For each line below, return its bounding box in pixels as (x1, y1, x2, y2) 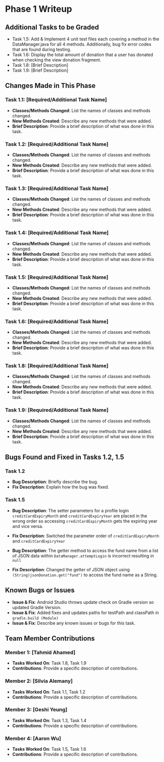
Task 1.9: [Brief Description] (12, 67, 69, 73)
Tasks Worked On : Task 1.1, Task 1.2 (12, 689, 86, 695)
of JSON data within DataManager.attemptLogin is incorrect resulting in (12, 553, 154, 558)
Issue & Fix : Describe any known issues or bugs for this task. (12, 620, 136, 626)
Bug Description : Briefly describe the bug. (12, 479, 98, 485)
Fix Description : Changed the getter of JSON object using (12, 566, 130, 572)
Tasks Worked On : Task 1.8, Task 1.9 (12, 660, 87, 666)
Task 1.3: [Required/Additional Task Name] (5, 185, 109, 192)
